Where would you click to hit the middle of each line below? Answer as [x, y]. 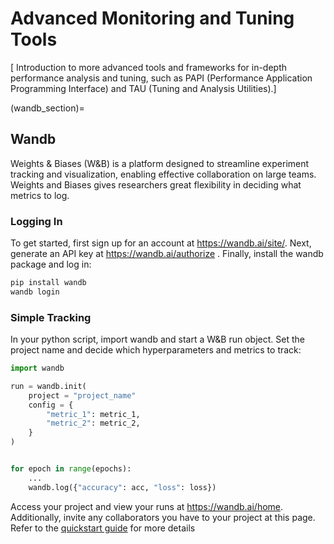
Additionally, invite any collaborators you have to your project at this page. [163, 517]
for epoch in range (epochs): [71, 469]
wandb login [35, 292]
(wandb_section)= [47, 108]
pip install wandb [48, 283]
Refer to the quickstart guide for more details [103, 528]
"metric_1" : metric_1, [93, 414]
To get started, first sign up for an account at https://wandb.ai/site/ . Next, [161, 243]
